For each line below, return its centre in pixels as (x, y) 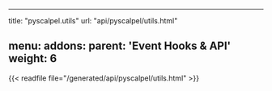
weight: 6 (33, 58)
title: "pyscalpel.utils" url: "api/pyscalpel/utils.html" (93, 21)
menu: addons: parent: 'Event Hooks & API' (120, 46)
